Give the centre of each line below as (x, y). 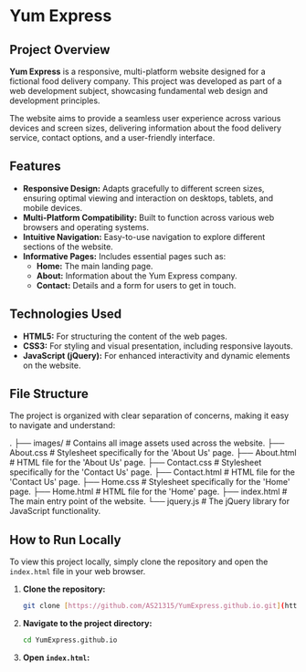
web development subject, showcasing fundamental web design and (139, 91)
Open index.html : (56, 657)
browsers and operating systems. (85, 227)
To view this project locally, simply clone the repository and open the (139, 562)
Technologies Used (65, 315)
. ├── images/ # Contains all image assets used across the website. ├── (147, 443)
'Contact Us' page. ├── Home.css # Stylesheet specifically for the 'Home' (150, 482)
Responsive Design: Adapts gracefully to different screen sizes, (143, 188)
